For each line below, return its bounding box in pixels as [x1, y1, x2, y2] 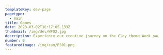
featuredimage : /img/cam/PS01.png [5, 43, 75, 47]
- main [9, 16, 23, 21]
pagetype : [5, 11, 25, 16]
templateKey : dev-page [5, 7, 51, 12]
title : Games [5, 20, 32, 25]
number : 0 [5, 38, 25, 43]
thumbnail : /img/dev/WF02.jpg [5, 29, 66, 34]
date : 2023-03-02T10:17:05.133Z [5, 25, 70, 30]
